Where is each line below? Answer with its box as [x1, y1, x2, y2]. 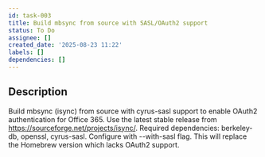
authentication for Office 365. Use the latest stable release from [8, 114, 217, 124]
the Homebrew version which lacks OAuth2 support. [8, 140, 180, 149]
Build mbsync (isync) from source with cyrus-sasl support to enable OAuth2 [8, 106, 258, 116]
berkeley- [221, 123, 253, 132]
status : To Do [8, 26, 56, 34]
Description [8, 85, 68, 99]
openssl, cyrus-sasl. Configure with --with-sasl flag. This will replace [21, 132, 247, 141]
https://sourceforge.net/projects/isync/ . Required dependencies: [8, 123, 220, 132]
